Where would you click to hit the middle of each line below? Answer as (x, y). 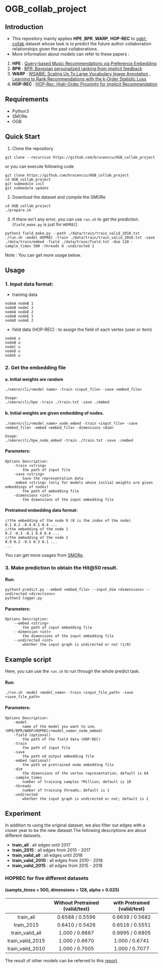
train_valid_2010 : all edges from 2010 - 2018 (57, 861)
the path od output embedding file (58, 756)
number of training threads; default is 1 (66, 790)
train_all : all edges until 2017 (41, 845)
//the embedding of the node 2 (37, 538)
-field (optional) (32, 735)
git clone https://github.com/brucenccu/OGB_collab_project (67, 175)
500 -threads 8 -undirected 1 (64, 246)
